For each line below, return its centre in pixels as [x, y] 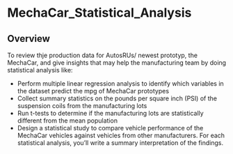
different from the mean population [67, 121]
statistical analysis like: [40, 70]
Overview [29, 39]
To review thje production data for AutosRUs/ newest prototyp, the [103, 55]
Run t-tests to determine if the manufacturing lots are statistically [110, 113]
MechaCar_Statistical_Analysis [99, 13]
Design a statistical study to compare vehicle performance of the [110, 128]
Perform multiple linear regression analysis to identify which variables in [120, 84]
